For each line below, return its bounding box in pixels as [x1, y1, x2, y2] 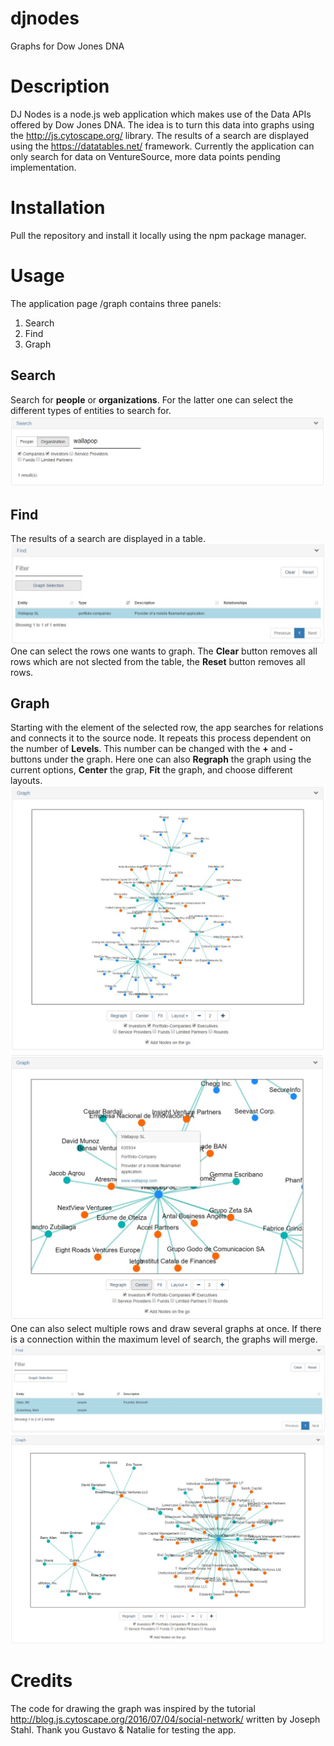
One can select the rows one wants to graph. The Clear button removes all [10, 645, 318, 657]
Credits [10, 1669, 73, 1692]
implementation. [10, 161, 77, 173]
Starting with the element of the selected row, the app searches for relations [10, 722, 324, 734]
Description [10, 75, 110, 98]
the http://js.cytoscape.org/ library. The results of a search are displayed [10, 129, 309, 141]
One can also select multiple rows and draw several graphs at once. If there [10, 1322, 322, 1334]
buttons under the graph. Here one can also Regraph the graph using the [10, 753, 312, 766]
